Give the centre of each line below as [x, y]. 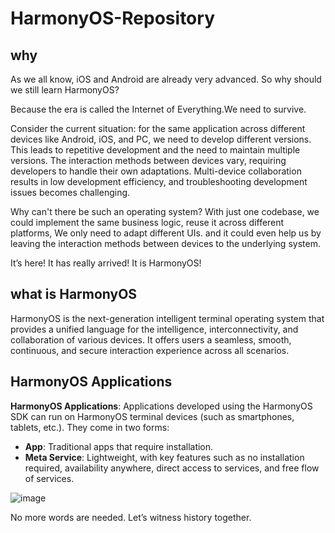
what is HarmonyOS [74, 294]
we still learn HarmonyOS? [65, 90]
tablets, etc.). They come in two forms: [90, 427]
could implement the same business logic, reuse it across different [147, 222]
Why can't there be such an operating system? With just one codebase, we [165, 211]
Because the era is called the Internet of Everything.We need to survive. [158, 109]
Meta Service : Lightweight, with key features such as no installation [164, 457]
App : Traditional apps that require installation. [119, 446]
